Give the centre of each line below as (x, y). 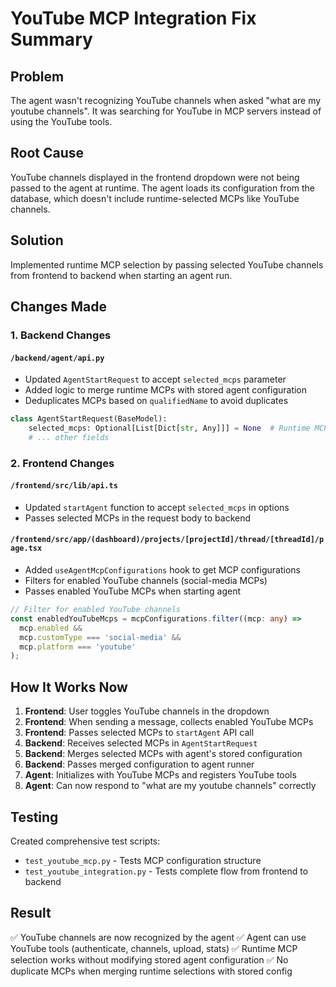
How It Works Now (69, 687)
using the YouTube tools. (61, 121)
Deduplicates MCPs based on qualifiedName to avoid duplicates (156, 401)
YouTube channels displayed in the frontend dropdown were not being (155, 177)
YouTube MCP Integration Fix (133, 18)
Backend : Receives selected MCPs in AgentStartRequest (141, 743)
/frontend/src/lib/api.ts (64, 486)
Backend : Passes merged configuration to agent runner (139, 764)
